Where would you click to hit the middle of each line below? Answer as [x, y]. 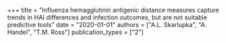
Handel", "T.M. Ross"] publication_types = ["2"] [76, 32]
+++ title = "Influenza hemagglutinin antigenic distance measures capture [113, 10]
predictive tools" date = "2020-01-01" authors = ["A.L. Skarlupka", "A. [107, 25]
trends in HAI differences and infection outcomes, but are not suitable [107, 17]
